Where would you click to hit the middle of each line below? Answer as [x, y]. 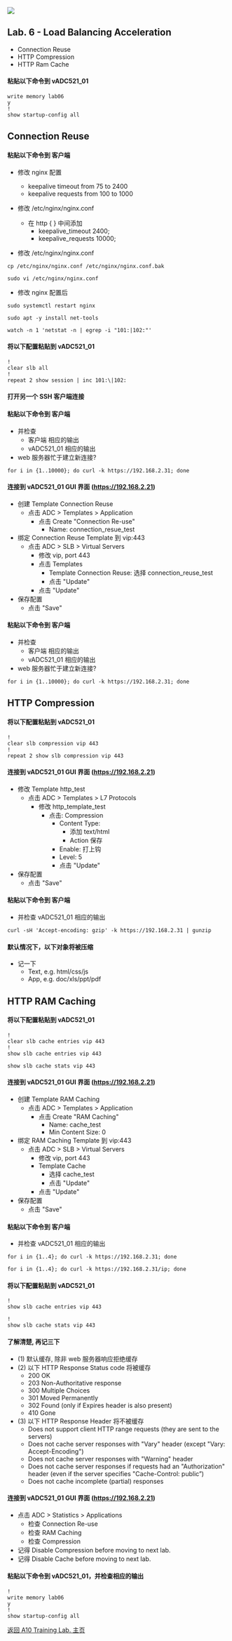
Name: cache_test [75, 1125]
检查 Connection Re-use [63, 1524]
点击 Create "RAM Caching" [79, 1117]
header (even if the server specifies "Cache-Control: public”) [116, 1473]
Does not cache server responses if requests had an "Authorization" [127, 1466]
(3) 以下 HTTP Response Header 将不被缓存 [81, 1421]
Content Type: [80, 823]
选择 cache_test [71, 1174]
